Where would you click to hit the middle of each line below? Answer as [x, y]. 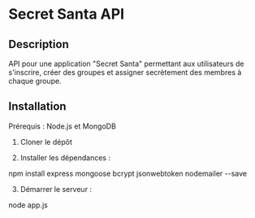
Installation [37, 107]
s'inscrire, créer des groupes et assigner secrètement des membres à [125, 72]
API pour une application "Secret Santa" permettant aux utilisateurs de [126, 63]
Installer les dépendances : [65, 157]
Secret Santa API [66, 14]
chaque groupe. [35, 81]
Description [39, 44]
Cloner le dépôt [46, 142]
